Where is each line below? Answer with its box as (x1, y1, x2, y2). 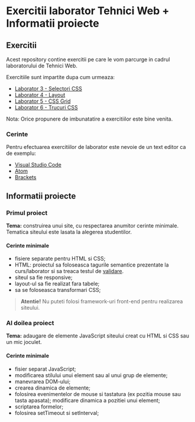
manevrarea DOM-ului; (14, 378, 71, 385)
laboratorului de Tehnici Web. (6, 62, 78, 69)
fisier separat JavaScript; (14, 365, 76, 372)
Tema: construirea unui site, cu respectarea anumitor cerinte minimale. (6, 222, 179, 229)
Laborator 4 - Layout (14, 92, 66, 98)
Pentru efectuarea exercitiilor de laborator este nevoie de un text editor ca (6, 144, 186, 151)
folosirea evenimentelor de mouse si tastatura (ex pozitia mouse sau (14, 390, 181, 397)
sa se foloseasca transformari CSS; (14, 287, 101, 294)
